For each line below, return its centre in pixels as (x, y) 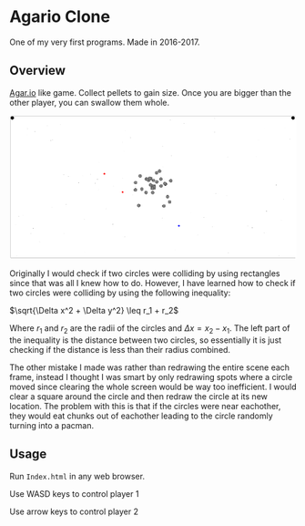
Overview (38, 71)
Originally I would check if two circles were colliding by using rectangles (145, 273)
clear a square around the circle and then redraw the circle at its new (139, 396)
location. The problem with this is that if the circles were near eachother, (145, 406)
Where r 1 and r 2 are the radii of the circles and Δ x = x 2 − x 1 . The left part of (150, 329)
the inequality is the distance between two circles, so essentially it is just (146, 340)
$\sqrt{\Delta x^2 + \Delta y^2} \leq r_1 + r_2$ (94, 311)
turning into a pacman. (52, 425)
